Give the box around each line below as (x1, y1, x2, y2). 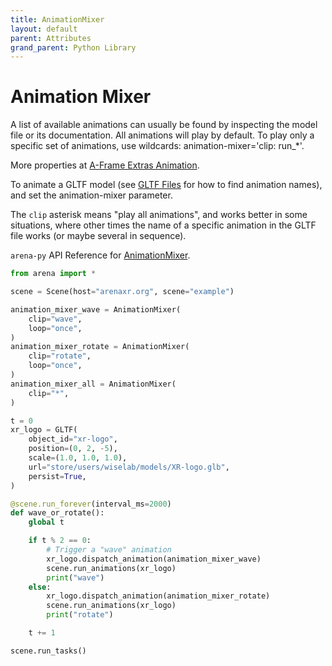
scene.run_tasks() (10, 646, 87, 656)
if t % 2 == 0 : (28, 536, 92, 546)
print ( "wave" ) (46, 572, 105, 583)
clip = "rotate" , (28, 351, 92, 361)
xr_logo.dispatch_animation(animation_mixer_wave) (46, 554, 262, 564)
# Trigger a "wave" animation (46, 545, 172, 555)
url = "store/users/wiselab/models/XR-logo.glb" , (28, 462, 230, 472)
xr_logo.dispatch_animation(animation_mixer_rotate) (46, 591, 271, 601)
